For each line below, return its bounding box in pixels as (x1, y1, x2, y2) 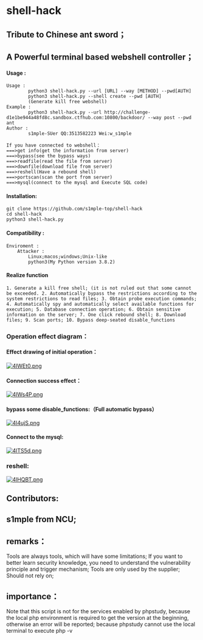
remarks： (6, 536, 47, 546)
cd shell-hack (6, 211, 43, 218)
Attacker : (17, 248, 45, 254)
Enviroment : (6, 243, 40, 249)
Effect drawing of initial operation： (6, 348, 98, 356)
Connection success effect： (6, 377, 82, 384)
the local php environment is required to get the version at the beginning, (6, 614, 189, 622)
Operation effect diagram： (6, 332, 89, 340)
